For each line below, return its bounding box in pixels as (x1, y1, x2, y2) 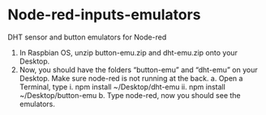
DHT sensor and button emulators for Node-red (7, 32, 167, 42)
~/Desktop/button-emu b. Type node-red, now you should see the (19, 90, 241, 100)
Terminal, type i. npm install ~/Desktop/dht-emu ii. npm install (19, 82, 226, 92)
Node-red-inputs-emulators (7, 6, 201, 24)
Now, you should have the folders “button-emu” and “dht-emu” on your (19, 64, 258, 74)
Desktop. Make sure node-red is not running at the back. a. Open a (19, 73, 243, 83)
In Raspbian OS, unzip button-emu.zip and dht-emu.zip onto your (19, 47, 238, 57)
